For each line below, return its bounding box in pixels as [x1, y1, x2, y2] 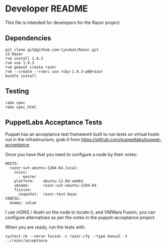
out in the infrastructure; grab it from [5, 137, 81, 143]
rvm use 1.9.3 [5, 60, 35, 65]
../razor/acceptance [5, 238, 48, 244]
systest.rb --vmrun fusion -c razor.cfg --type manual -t [5, 234, 128, 239]
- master [18, 174, 37, 180]
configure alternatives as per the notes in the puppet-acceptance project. [5, 215, 156, 221]
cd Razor [5, 51, 23, 56]
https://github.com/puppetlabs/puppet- [81, 137, 162, 143]
